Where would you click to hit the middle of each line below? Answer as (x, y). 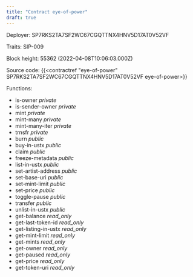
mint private (30, 113)
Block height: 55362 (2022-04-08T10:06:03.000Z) (70, 58)
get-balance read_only (43, 216)
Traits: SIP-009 (25, 47)
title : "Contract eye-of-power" (47, 12)
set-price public (35, 190)
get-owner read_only (41, 248)
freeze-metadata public (44, 158)
